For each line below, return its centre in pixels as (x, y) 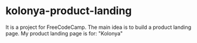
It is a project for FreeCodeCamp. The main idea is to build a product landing (98, 27)
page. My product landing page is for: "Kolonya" (64, 33)
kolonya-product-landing (69, 11)
